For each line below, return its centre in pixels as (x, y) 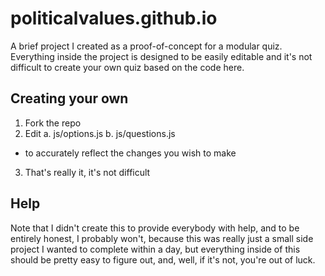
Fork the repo (53, 123)
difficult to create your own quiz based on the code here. (127, 67)
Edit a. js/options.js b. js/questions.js (100, 133)
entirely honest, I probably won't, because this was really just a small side (162, 238)
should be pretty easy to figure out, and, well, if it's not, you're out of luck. (163, 259)
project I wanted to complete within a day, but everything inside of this (155, 249)
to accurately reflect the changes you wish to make (130, 153)
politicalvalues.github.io (114, 18)
